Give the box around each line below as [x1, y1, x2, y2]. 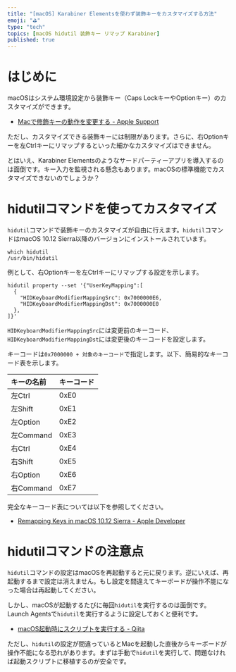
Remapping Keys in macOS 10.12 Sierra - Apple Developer [17, 517, 185, 525]
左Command [11, 430, 53, 440]
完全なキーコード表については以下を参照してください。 [7, 503, 168, 511]
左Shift [11, 404, 34, 413]
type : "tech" [7, 23, 46, 30]
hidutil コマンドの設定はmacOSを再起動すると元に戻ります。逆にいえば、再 [7, 568, 229, 576]
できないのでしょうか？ [31, 174, 100, 182]
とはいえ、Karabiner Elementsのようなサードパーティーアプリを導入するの [7, 156, 224, 165]
